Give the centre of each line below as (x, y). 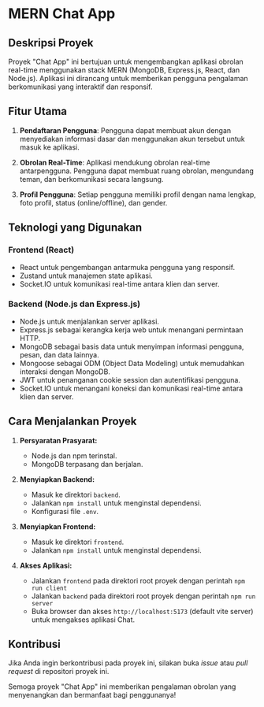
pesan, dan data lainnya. (59, 354)
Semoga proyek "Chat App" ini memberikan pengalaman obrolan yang (122, 687)
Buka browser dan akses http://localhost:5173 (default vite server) (142, 611)
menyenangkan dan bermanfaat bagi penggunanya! (92, 695)
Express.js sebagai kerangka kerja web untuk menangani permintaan (131, 329)
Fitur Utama (38, 111)
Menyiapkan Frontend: (58, 526)
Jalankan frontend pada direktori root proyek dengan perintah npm (138, 580)
